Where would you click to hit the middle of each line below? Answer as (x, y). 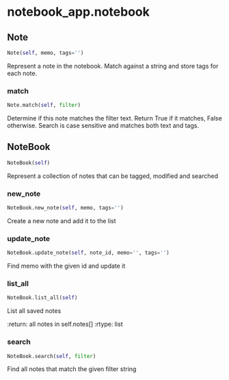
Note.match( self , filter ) (44, 105)
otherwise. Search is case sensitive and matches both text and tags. (103, 126)
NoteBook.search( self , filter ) (52, 356)
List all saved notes (34, 311)
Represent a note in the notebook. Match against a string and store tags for (113, 66)
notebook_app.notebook (79, 12)
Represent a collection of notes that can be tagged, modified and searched (113, 176)
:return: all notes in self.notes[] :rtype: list (65, 324)
